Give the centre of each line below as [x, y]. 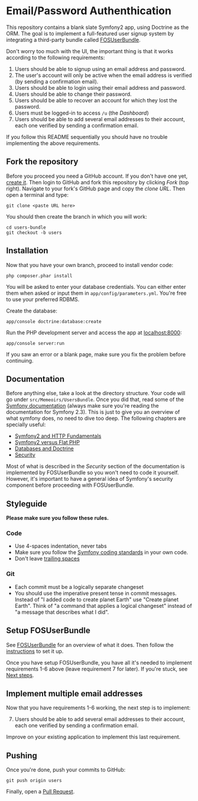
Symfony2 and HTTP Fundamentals [58, 436]
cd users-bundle [26, 227]
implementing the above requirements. [53, 143]
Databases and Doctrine [44, 449]
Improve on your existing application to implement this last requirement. [93, 737]
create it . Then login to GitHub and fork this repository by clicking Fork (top [98, 182]
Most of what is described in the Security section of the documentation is [95, 466]
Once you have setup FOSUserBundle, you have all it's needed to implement [99, 662]
